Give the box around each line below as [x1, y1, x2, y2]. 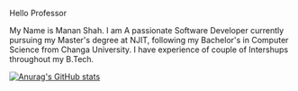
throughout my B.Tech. [9, 54, 95, 64]
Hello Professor [9, 8, 68, 18]
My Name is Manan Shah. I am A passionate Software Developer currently [9, 25, 284, 35]
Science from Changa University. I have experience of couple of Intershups [9, 44, 289, 55]
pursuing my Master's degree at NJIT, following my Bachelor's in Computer [9, 35, 289, 45]
